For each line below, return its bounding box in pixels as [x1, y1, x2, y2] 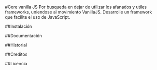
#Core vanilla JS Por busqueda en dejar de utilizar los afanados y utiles [5, 4, 147, 10]
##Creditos [5, 51, 28, 57]
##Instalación [5, 23, 32, 29]
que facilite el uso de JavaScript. [5, 14, 70, 20]
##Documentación [5, 33, 42, 38]
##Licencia [5, 61, 28, 66]
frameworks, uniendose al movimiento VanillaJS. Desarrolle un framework [5, 9, 152, 15]
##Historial [5, 42, 27, 47]
